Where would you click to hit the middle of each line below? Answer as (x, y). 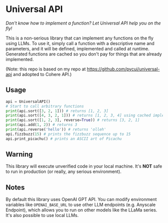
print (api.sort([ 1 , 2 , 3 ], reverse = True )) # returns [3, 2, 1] (73, 120)
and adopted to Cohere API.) (42, 74)
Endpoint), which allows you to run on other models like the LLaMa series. (82, 210)
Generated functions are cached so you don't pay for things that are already (84, 54)
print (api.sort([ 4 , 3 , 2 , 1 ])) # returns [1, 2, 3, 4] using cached (78, 115)
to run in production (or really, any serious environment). (64, 171)
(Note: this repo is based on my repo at (46, 69)
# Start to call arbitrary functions (45, 106)
